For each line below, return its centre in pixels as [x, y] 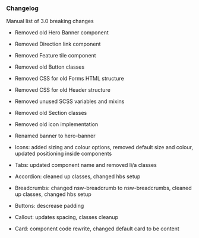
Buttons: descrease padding [49, 206]
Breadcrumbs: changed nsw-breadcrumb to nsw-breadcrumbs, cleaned [103, 188]
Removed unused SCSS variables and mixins [70, 101]
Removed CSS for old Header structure [63, 90]
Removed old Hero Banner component [61, 33]
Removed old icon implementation [56, 124]
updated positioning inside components [63, 154]
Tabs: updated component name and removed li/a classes [86, 165]
